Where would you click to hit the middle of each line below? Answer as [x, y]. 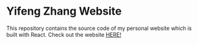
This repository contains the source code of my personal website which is [99, 28]
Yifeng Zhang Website [64, 11]
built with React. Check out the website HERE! [64, 34]
